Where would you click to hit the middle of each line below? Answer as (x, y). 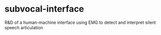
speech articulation (24, 27)
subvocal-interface (45, 9)
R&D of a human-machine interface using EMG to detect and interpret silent (80, 22)
